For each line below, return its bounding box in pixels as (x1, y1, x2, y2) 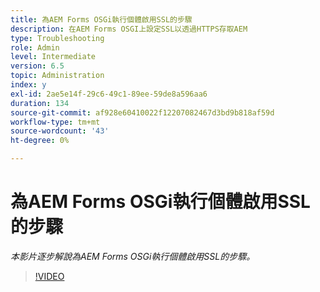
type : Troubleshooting (10, 33, 105, 43)
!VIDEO (34, 270, 65, 282)
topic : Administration (10, 71, 105, 81)
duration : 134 (10, 98, 70, 108)
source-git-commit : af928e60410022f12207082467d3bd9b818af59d (10, 107, 275, 118)
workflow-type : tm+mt (10, 117, 101, 127)
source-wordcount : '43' (10, 126, 110, 136)
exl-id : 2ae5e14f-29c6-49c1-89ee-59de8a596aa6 (10, 89, 208, 99)
